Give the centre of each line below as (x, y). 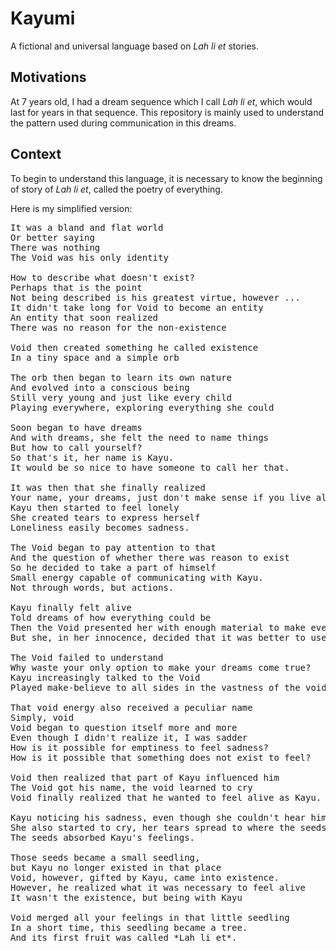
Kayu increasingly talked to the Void (105, 677)
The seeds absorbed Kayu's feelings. (103, 837)
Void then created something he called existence (134, 347)
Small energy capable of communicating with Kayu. (137, 577)
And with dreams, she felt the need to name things (140, 437)
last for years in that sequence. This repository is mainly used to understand (167, 112)
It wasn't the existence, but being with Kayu (126, 897)
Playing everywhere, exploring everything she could (142, 407)
